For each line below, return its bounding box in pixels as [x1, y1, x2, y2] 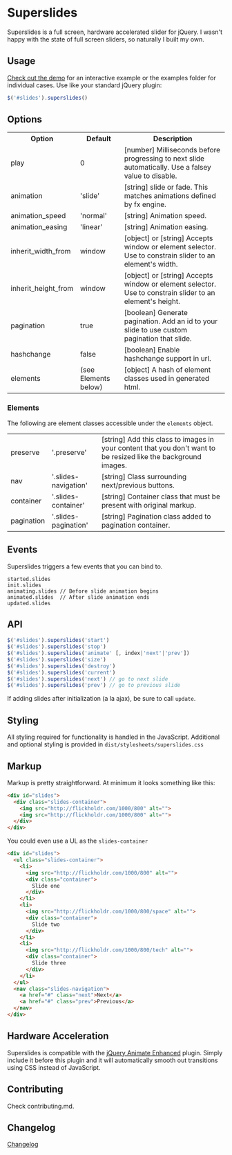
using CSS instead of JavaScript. [7, 1063, 101, 1071]
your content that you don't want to [101, 443, 216, 453]
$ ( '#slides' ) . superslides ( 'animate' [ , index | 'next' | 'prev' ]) [7, 650, 190, 657]
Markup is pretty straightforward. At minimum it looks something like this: [7, 778, 215, 787]
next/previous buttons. [101, 480, 175, 490]
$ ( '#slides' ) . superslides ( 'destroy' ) [7, 663, 116, 670]
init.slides [7, 582, 41, 589]
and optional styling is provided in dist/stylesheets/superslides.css [7, 740, 204, 749]
